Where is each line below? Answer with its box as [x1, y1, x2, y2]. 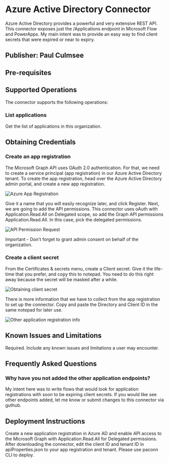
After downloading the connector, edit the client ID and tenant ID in [5, 441, 144, 447]
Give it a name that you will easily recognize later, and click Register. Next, [5, 200, 159, 206]
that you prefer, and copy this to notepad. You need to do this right [15, 271, 154, 277]
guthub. [5, 402, 22, 408]
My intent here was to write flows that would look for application [5, 386, 139, 392]
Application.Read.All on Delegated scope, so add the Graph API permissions [5, 211, 164, 217]
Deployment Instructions [5, 417, 85, 426]
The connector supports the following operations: [5, 99, 108, 105]
